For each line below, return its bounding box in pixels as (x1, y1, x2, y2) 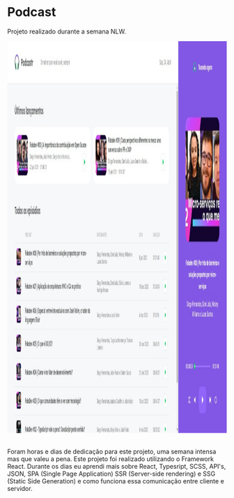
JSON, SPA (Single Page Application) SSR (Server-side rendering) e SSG (7, 469, 216, 478)
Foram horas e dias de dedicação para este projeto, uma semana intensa (7, 447, 217, 456)
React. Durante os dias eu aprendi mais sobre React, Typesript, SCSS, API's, (7, 462, 226, 470)
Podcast (7, 4, 56, 20)
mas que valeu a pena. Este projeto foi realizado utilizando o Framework (7, 454, 214, 463)
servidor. (7, 484, 33, 492)
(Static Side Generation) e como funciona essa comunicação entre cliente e (7, 476, 224, 485)
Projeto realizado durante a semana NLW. (7, 27, 127, 36)
